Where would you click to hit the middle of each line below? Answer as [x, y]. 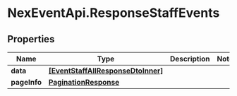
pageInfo [26, 82]
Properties [31, 39]
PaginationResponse [84, 82]
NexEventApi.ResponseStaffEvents [114, 13]
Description [190, 59]
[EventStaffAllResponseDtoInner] [106, 71]
